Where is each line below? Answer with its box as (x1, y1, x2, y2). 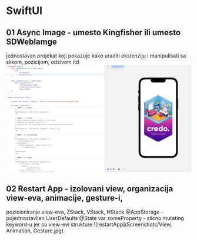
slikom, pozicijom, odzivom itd (6, 59, 79, 65)
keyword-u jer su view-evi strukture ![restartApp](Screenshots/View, (6, 221, 172, 228)
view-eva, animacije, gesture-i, (6, 192, 123, 203)
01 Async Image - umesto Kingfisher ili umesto (6, 28, 181, 38)
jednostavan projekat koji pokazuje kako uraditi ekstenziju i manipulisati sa (6, 52, 186, 59)
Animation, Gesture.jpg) (6, 227, 64, 234)
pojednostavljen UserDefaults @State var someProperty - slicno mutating (6, 215, 184, 222)
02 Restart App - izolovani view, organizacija (6, 184, 173, 194)
